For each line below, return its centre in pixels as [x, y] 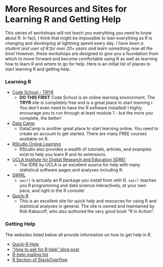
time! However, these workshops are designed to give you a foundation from [82, 53]
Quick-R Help [26, 244]
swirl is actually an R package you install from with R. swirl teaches [88, 180]
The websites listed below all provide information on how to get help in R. [78, 234]
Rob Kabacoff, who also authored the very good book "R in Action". [87, 211]
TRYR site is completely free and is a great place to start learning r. [87, 103]
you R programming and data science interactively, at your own [83, 186]
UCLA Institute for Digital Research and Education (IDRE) [69, 160]
